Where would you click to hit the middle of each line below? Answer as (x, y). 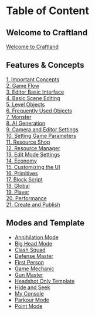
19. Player (18, 192)
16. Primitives (22, 173)
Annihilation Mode (36, 237)
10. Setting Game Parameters (41, 135)
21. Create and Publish (33, 204)
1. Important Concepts (33, 79)
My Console (29, 293)
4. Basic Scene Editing (33, 98)
